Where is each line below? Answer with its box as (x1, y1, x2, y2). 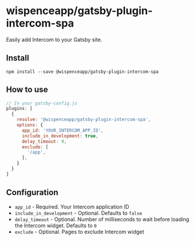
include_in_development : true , (21, 133, 99, 139)
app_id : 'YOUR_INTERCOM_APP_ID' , (21, 128, 104, 133)
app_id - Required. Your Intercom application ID (14, 203, 129, 210)
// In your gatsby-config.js (6, 100, 78, 106)
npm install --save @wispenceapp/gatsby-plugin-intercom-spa (6, 69, 159, 75)
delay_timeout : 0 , (21, 138, 67, 145)
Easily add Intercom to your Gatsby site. (6, 36, 103, 43)
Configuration (6, 188, 59, 198)
